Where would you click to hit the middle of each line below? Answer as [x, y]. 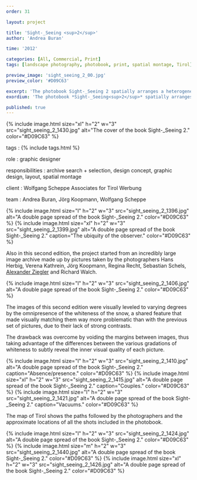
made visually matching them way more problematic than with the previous [97, 319]
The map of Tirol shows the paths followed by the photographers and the [94, 416]
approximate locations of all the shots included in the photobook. [84, 422]
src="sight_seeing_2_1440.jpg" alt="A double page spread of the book [91, 452]
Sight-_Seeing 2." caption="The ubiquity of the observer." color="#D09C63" [98, 236]
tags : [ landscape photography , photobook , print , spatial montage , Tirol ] [99, 65]
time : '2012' [22, 49]
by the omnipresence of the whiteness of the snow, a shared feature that [94, 314]
